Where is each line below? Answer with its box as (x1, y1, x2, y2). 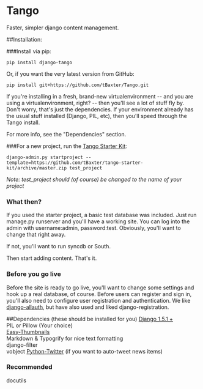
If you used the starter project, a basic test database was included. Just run (6, 212, 197, 219)
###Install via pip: (6, 47, 51, 55)
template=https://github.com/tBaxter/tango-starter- (6, 160, 144, 166)
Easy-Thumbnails (6, 328, 50, 335)
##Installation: (6, 35, 42, 43)
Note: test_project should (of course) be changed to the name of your (6, 176, 182, 183)
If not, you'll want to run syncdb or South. (6, 243, 111, 250)
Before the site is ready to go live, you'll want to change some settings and (6, 284, 194, 291)
